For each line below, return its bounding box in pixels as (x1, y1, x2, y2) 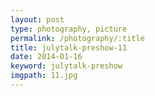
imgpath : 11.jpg (10, 71, 78, 81)
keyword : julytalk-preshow (10, 61, 123, 71)
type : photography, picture (10, 24, 128, 34)
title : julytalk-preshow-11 (10, 42, 128, 53)
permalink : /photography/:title (10, 33, 145, 43)
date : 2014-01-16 (10, 52, 83, 62)
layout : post (10, 14, 65, 25)
